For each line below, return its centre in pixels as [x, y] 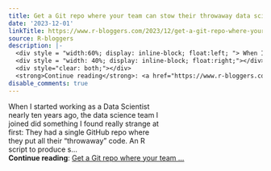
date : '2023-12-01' [41, 23]
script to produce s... [43, 149]
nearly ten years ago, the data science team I [83, 115]
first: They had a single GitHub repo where [79, 132]
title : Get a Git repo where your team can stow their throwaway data [129, 16]
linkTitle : [27, 31]
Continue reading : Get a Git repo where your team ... [96, 157]
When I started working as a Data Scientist [79, 106]
